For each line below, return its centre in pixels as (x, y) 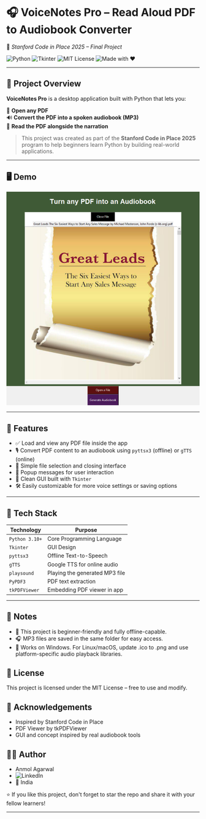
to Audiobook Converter (69, 30)
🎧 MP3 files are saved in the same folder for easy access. (89, 638)
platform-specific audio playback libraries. (69, 654)
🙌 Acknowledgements (49, 707)
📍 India (24, 782)
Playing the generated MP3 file (86, 573)
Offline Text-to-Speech (77, 556)
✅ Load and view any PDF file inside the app (71, 443)
